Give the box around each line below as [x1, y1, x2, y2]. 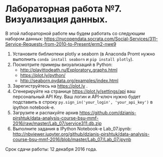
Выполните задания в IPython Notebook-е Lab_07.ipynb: [12, 125, 132, 131]
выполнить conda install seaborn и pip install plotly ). [12, 56, 134, 62]
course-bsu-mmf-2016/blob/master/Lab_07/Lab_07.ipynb [12, 136, 131, 142]
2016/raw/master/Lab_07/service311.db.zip [12, 120, 102, 126]
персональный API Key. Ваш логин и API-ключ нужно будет [12, 94, 141, 100]
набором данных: [5, 36, 43, 42]
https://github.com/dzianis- [79, 109, 136, 116]
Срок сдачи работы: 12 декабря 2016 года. [5, 146, 97, 152]
